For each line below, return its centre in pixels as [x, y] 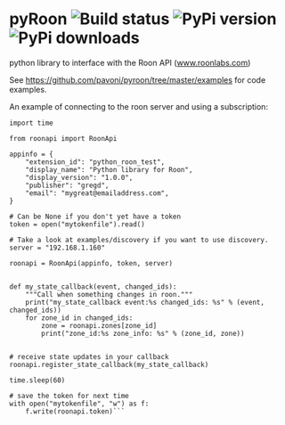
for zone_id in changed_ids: [79, 318]
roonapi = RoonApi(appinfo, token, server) [91, 263]
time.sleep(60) [37, 380]
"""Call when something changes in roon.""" [109, 294]
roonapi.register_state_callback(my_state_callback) [109, 364]
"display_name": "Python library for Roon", [109, 169]
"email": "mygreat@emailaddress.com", [97, 193]
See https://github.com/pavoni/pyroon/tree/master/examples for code [138, 79]
